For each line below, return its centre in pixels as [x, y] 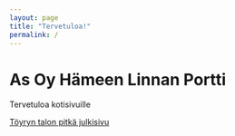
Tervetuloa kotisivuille [50, 104]
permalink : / [34, 34]
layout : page [34, 18]
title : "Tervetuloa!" [50, 26]
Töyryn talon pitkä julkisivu [59, 122]
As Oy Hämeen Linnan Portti [118, 79]
